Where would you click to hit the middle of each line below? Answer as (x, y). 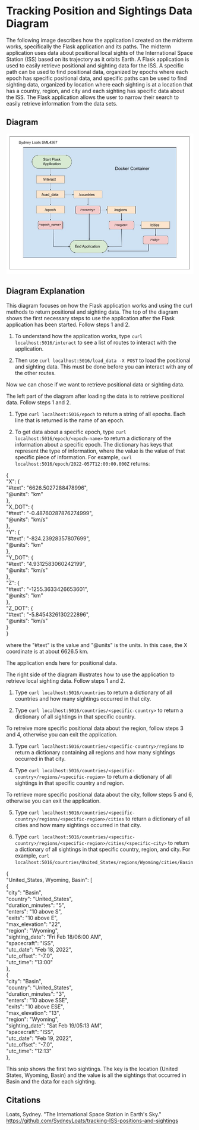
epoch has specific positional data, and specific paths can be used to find (97, 78)
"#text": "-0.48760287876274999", (50, 513)
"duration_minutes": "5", (36, 905)
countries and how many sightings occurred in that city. (83, 698)
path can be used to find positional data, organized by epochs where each (97, 72)
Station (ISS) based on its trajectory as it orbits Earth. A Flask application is (98, 59)
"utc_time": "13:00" (30, 962)
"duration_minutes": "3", (36, 993)
